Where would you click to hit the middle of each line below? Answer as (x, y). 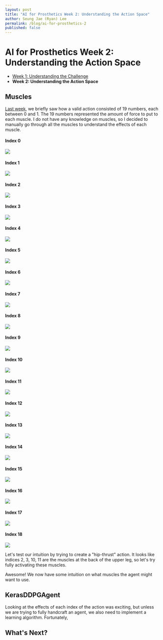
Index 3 (13, 206)
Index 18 (14, 534)
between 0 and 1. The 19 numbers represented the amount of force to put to (81, 114)
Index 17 (14, 512)
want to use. (18, 580)
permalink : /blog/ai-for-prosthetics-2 (46, 23)
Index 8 (13, 316)
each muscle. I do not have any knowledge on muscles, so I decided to (77, 119)
